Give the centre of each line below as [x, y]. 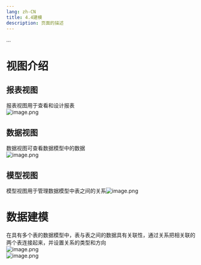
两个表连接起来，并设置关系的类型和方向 [56, 242]
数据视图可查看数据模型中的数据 [46, 148]
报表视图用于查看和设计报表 [40, 106]
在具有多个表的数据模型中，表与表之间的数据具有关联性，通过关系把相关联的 [101, 235]
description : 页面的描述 [35, 23]
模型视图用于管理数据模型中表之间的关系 [56, 191]
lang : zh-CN [21, 12]
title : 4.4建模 [24, 17]
